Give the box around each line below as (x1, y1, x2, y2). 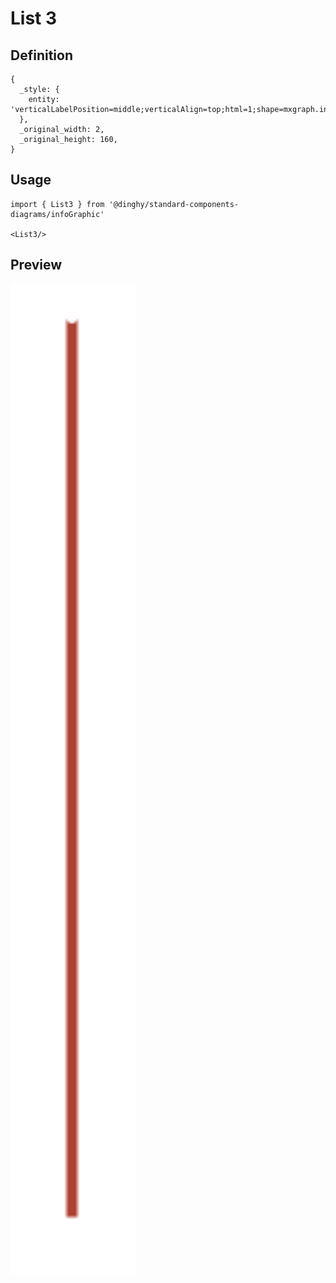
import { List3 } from (10, 199, 105, 209)
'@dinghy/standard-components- (108, 199, 240, 209)
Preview (10, 257, 63, 274)
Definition (10, 47, 73, 64)
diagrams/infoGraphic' (10, 209, 105, 219)
